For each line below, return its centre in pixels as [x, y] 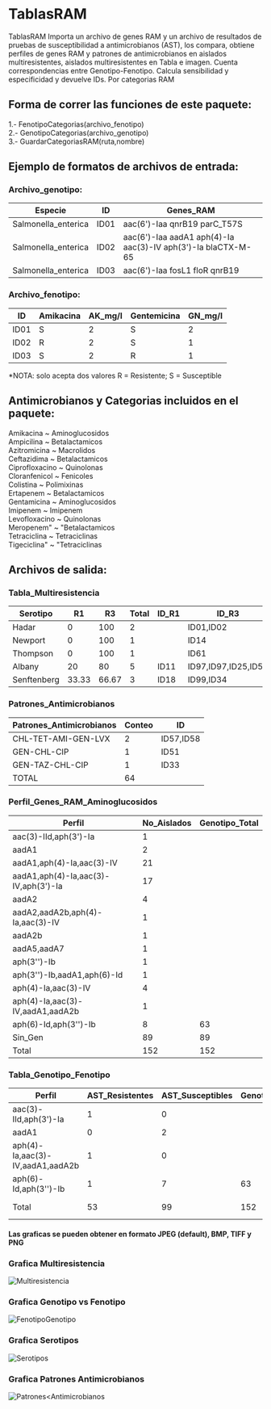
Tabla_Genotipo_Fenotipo [59, 1075]
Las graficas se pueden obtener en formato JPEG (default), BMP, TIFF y [130, 1234]
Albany [26, 667]
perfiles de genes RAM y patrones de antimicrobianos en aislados [118, 53]
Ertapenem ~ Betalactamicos [56, 493]
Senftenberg [36, 680]
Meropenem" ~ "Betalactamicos [62, 527]
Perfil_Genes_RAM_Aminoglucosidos [83, 802]
